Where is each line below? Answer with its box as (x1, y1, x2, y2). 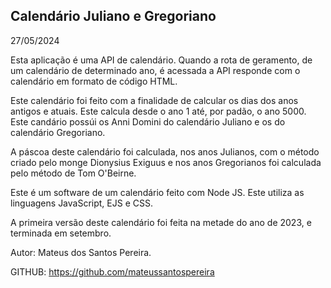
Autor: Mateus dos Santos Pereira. (10, 246, 152, 258)
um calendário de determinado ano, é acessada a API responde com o (10, 64, 301, 76)
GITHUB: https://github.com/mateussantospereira (10, 265, 215, 278)
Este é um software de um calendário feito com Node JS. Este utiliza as (10, 186, 305, 198)
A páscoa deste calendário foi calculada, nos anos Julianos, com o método (10, 145, 320, 158)
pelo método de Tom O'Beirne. (10, 167, 137, 179)
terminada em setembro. (10, 227, 112, 239)
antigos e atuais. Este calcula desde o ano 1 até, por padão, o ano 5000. (10, 105, 307, 117)
